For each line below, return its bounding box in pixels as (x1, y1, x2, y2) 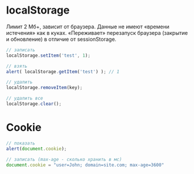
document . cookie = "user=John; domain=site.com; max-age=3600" (6, 162, 165, 168)
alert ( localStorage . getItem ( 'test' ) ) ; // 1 (6, 68, 119, 74)
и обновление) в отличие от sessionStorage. (6, 35, 116, 42)
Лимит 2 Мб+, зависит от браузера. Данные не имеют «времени (6, 23, 169, 30)
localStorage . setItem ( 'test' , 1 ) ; (6, 52, 91, 58)
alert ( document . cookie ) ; (6, 146, 67, 152)
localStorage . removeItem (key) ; (6, 85, 83, 91)
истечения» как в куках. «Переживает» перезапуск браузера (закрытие (6, 29, 188, 36)
